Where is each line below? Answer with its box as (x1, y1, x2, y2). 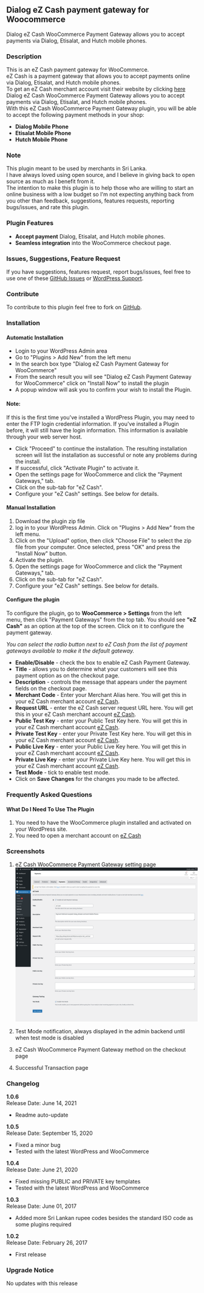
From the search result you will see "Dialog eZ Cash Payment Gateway (15, 373, 192, 381)
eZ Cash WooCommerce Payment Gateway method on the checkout (15, 1045, 186, 1053)
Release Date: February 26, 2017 (6, 1239, 88, 1246)
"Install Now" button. (15, 550, 68, 557)
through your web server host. (6, 433, 83, 440)
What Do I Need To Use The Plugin (6, 805, 95, 813)
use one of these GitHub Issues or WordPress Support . (6, 275, 144, 282)
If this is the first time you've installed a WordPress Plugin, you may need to (6, 414, 195, 421)
